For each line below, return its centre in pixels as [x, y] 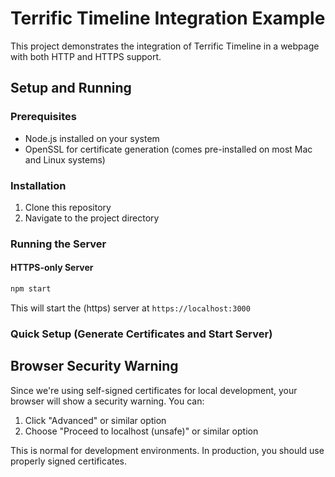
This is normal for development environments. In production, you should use [167, 450]
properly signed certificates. [69, 461]
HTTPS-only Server [52, 268]
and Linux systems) [65, 159]
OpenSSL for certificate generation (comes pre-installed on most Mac [168, 149]
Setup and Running [71, 88]
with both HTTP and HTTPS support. [86, 56]
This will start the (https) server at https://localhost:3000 [130, 308]
